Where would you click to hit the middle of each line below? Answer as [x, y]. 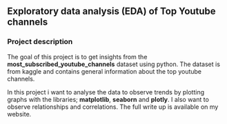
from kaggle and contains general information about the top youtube [105, 71]
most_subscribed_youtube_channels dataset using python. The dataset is [114, 64]
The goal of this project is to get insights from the [77, 56]
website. [19, 114]
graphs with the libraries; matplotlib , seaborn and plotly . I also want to [108, 99]
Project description [40, 42]
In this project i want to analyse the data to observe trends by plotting [106, 92]
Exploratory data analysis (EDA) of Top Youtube [111, 11]
